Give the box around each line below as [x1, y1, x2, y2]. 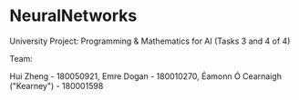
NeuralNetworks [9, 5, 138, 26]
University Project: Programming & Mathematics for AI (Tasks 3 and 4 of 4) [9, 35, 291, 46]
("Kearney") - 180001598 [9, 80, 104, 91]
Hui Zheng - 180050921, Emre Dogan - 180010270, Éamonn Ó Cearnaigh [9, 70, 283, 82]
